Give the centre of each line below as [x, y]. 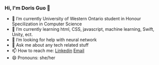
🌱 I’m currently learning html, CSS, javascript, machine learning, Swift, [83, 29]
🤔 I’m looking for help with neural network [54, 40]
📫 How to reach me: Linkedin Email [48, 51]
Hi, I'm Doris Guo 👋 [27, 8]
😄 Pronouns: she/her [33, 58]
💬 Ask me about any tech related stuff [50, 45]
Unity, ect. [22, 35]
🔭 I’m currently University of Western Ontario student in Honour [76, 19]
